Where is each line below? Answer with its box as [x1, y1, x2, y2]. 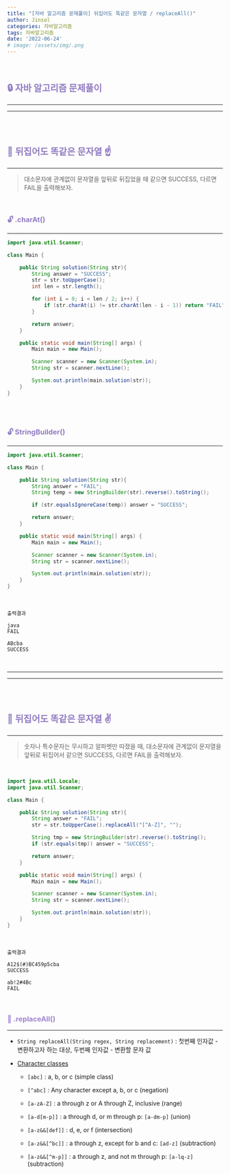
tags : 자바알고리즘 [7, 29, 54, 36]
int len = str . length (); [31, 283, 103, 290]
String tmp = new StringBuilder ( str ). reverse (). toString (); [31, 834, 207, 841]
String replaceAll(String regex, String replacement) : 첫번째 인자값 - [16, 1037, 218, 1046]
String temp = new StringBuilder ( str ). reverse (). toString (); [31, 489, 210, 496]
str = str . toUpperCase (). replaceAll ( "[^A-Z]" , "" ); [31, 822, 183, 829]
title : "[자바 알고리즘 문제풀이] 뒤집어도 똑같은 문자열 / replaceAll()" [7, 10, 196, 17]
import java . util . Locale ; [7, 777, 81, 785]
